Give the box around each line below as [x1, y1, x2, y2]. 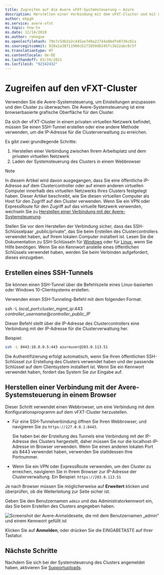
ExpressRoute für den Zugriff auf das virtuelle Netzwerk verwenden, [5, 203, 143, 209]
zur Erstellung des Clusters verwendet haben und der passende [25, 358, 154, 364]
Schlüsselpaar [5, 228, 34, 235]
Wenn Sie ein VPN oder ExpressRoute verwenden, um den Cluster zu [12, 463, 151, 469]
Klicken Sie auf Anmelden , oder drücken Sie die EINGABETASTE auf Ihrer [5, 527, 153, 533]
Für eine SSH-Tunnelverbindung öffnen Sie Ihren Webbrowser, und [12, 419, 147, 424]
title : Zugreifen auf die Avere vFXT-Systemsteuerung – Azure [5, 7, 134, 12]
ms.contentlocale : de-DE [5, 52, 56, 58]
